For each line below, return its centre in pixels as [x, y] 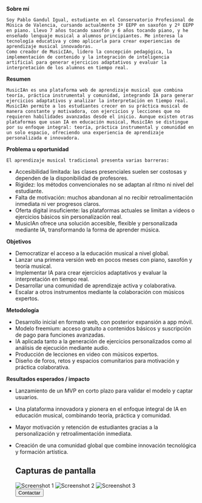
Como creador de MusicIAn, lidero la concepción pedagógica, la [89, 52]
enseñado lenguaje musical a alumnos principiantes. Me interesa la [95, 36]
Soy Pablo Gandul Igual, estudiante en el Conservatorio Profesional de [100, 20]
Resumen [19, 79]
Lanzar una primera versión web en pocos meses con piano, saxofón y [103, 260]
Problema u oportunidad [38, 149]
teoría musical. [34, 266]
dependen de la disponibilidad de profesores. [72, 178]
